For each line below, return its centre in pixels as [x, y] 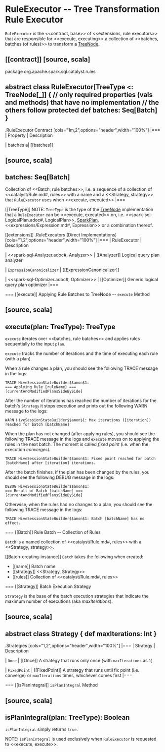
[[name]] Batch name [34, 566]
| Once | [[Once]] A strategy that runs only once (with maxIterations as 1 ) [79, 661]
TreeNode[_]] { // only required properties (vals [79, 95]
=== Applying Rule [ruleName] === [41, 387]
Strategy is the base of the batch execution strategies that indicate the [77, 596]
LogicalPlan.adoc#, [25, 220]
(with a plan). [19, 358]
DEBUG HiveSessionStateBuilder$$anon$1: [47, 486]
